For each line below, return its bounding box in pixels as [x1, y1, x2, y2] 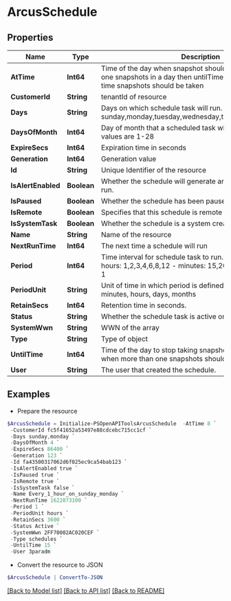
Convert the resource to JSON [16, 561, 103, 569]
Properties [7, 32, 54, 43]
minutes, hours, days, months [100, 289, 197, 298]
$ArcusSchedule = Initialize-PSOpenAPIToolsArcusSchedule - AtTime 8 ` [7, 420, 217, 427]
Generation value [100, 154, 157, 163]
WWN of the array [100, 323, 159, 332]
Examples [7, 389, 50, 400]
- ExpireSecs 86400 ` [10, 446, 69, 453]
